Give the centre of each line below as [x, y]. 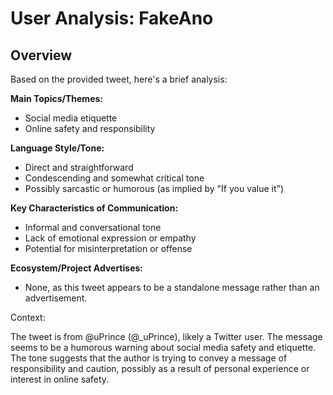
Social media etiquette [71, 118]
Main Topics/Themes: [56, 98]
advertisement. [56, 298]
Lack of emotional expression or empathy [110, 238]
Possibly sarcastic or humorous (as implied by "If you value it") [154, 188]
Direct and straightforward [79, 167]
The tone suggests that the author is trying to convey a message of [149, 358]
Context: [28, 317]
